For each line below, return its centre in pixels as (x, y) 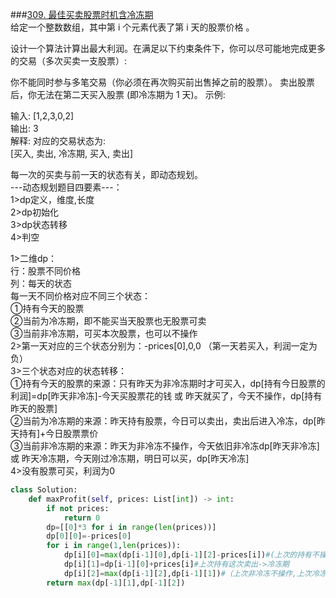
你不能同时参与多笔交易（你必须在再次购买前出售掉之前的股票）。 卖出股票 (162, 82)
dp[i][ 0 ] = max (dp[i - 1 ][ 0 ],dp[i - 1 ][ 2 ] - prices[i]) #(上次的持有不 (191, 555)
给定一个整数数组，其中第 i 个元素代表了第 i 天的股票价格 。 (132, 27)
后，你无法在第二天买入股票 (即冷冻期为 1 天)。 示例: (118, 94)
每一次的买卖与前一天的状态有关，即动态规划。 (106, 174)
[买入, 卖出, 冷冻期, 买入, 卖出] (72, 153)
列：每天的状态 (41, 283)
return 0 (82, 518)
